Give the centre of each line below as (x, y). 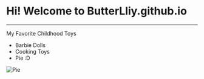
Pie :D (22, 58)
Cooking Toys (32, 51)
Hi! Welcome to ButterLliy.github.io (97, 11)
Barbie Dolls (30, 45)
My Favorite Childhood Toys (42, 33)
